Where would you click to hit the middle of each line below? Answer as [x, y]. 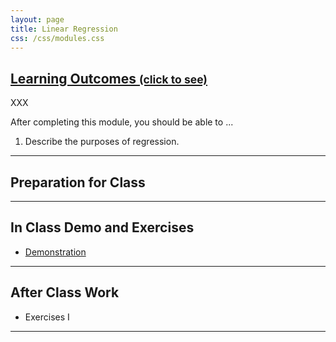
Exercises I [47, 317]
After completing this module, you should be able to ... [122, 122]
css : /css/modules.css [57, 38]
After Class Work [65, 292]
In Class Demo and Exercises [102, 227]
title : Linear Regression [64, 29]
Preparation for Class [78, 182]
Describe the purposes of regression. [102, 142]
